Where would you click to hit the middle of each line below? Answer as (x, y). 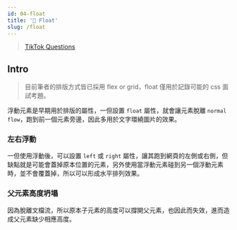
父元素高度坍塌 (33, 193)
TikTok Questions (50, 47)
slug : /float (26, 27)
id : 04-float (26, 14)
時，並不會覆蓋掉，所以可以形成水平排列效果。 (75, 174)
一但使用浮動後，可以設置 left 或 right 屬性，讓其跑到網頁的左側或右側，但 (118, 156)
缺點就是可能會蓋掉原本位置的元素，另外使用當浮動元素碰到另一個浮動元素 (115, 165)
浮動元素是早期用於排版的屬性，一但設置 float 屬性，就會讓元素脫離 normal (117, 110)
